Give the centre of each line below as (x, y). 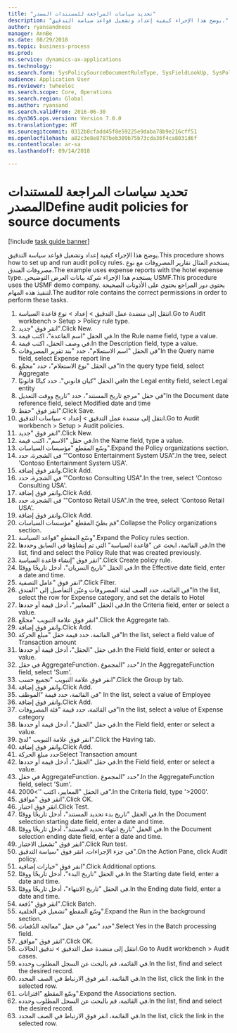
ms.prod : (21, 53)
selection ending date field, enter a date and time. (90, 836)
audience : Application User (49, 79)
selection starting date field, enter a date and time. (91, 821)
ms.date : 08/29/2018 (38, 40)
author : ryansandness (40, 27)
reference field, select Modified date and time (84, 403)
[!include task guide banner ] (49, 241)
